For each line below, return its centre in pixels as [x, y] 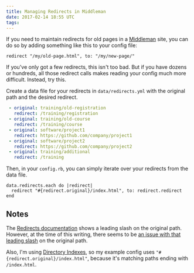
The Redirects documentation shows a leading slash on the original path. [94, 228]
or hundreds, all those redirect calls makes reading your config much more [96, 74]
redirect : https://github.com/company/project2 [73, 147]
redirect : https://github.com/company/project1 [73, 135]
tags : [13, 22]
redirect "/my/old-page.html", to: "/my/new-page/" [70, 56]
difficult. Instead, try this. [36, 79]
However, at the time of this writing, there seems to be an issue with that [93, 234]
